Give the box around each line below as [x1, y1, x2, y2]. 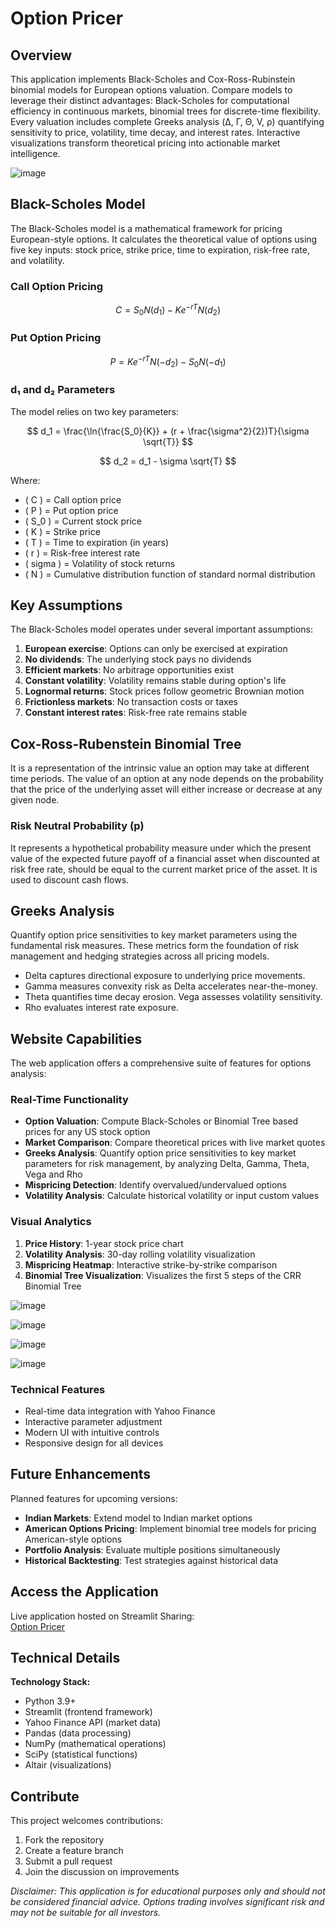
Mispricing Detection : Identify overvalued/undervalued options [24, 1179, 287, 1191]
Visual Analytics [10, 1215, 92, 1229]
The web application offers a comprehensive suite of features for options [10, 1057, 312, 1069]
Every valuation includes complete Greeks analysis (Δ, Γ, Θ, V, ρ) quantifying [10, 116, 325, 127]
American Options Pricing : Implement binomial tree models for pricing [24, 1522, 317, 1534]
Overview [10, 47, 73, 64]
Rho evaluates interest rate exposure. [24, 1002, 179, 1014]
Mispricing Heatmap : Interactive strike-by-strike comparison [24, 1258, 278, 1271]
